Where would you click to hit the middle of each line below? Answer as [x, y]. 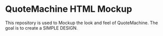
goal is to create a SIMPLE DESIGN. [42, 28]
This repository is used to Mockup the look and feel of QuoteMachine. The [81, 23]
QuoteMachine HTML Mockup [69, 9]
